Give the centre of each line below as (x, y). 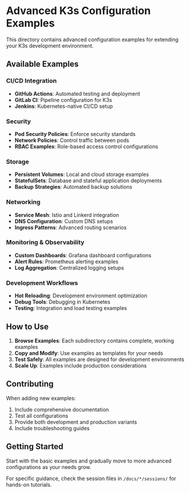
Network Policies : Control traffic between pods (72, 140)
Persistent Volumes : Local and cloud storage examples (82, 175)
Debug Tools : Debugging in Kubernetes (62, 302)
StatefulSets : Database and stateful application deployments (88, 181)
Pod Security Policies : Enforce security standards (75, 134)
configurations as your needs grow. (49, 467)
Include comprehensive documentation (62, 409)
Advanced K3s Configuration (78, 11)
